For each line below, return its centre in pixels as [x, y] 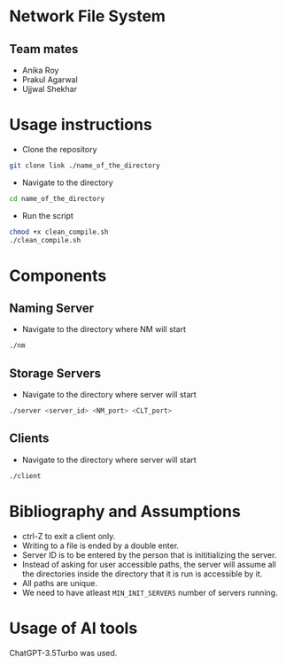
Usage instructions [81, 125]
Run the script [47, 215]
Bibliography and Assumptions [125, 511]
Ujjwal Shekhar [50, 89]
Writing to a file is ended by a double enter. [100, 545]
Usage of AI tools [73, 628]
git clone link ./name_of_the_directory [85, 166]
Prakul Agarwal [50, 80]
